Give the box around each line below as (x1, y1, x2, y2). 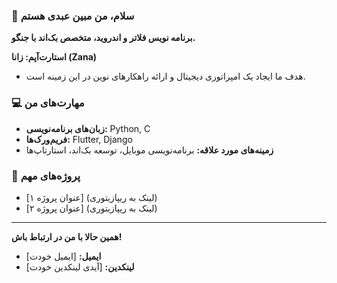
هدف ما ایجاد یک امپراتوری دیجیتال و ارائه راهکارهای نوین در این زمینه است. (25, 70, 306, 83)
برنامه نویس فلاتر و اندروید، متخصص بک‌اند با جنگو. (11, 32, 196, 44)
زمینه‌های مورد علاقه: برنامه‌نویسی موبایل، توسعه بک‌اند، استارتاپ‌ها (25, 144, 274, 156)
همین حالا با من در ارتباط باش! (11, 230, 123, 243)
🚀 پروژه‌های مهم (11, 169, 81, 183)
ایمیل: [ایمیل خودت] (25, 250, 102, 262)
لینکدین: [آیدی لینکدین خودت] (25, 260, 135, 273)
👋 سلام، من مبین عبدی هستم (11, 9, 135, 23)
